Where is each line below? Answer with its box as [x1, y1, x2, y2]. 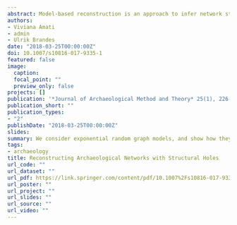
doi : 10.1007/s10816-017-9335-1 [7, 50, 102, 57]
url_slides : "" [7, 194, 52, 201]
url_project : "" [7, 188, 55, 195]
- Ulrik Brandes [7, 37, 55, 44]
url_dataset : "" [7, 167, 55, 175]
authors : [7, 17, 33, 24]
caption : [13, 69, 39, 76]
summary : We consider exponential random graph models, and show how [7, 135, 217, 142]
